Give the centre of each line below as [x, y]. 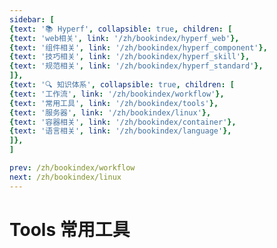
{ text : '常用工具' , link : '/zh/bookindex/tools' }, [114, 103]
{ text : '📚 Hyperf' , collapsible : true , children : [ [121, 29]
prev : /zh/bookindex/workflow [72, 168]
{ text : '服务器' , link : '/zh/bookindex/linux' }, [110, 112]
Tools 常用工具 [70, 229]
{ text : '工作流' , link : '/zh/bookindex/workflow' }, [117, 94]
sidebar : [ [32, 19]
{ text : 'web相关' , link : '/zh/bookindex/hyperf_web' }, [124, 38]
